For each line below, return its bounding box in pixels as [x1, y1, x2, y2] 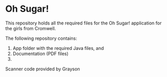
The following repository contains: [5, 35, 78, 41]
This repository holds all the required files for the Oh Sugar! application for [5, 20, 162, 26]
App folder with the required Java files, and [12, 45, 104, 51]
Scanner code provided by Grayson [5, 66, 80, 72]
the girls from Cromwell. [5, 25, 56, 31]
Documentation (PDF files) [12, 50, 69, 57]
